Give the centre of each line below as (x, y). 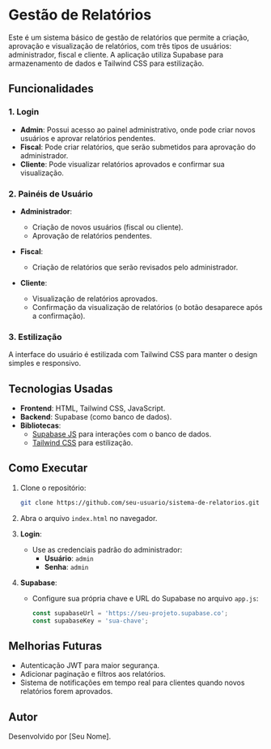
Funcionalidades (51, 89)
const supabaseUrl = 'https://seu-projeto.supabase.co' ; (130, 613)
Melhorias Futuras (55, 646)
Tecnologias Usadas (61, 388)
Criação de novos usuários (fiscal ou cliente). (108, 227)
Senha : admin (66, 566)
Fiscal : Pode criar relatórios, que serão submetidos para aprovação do (138, 147)
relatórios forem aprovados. (66, 691)
